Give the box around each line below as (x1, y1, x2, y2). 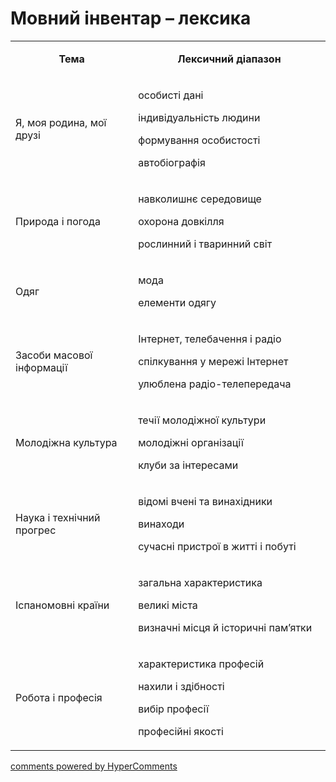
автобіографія (138, 155, 206, 169)
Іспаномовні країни (15, 598, 110, 612)
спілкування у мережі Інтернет (138, 354, 289, 368)
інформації (15, 360, 68, 374)
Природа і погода (15, 214, 101, 228)
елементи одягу (138, 295, 217, 309)
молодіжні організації (138, 435, 244, 449)
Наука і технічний (15, 510, 101, 524)
